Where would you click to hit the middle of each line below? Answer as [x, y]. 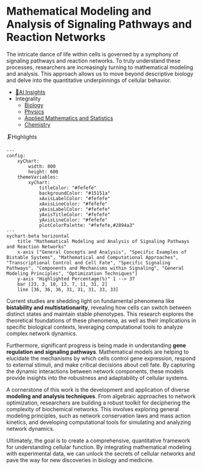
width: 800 [42, 166]
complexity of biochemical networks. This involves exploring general [92, 409]
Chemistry [37, 124]
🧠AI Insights [30, 92]
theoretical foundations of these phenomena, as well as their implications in [101, 320]
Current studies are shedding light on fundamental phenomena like [90, 300]
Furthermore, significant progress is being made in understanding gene [96, 345]
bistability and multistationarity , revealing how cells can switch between [99, 307]
